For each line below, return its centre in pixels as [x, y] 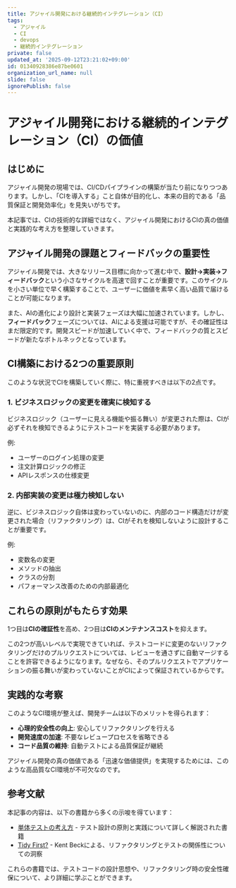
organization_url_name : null [50, 73]
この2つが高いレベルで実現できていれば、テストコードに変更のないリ [108, 644]
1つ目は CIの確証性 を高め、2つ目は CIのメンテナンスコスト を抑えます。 [109, 629]
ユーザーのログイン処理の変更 [61, 458]
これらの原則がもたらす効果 [68, 610]
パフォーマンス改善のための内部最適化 [73, 586]
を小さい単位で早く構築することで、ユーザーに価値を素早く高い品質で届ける [118, 289]
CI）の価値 [112, 141]
